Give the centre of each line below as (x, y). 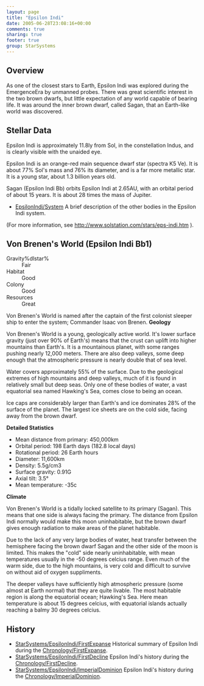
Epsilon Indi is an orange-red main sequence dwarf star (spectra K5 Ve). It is (102, 163)
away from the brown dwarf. (42, 416)
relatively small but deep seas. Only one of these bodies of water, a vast (97, 385)
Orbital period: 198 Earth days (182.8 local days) (75, 446)
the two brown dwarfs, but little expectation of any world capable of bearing (102, 98)
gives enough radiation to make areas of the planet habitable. (83, 528)
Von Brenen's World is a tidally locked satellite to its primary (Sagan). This (99, 509)
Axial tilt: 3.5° (32, 479)
